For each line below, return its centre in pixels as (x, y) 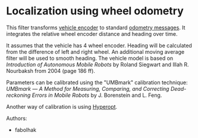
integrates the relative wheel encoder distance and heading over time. (92, 33)
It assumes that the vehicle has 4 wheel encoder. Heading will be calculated (99, 45)
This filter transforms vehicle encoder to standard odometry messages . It (96, 27)
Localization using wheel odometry (95, 11)
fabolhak (26, 130)
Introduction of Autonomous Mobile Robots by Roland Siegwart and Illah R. (98, 65)
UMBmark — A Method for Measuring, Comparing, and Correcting (88, 88)
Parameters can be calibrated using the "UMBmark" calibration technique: (97, 82)
